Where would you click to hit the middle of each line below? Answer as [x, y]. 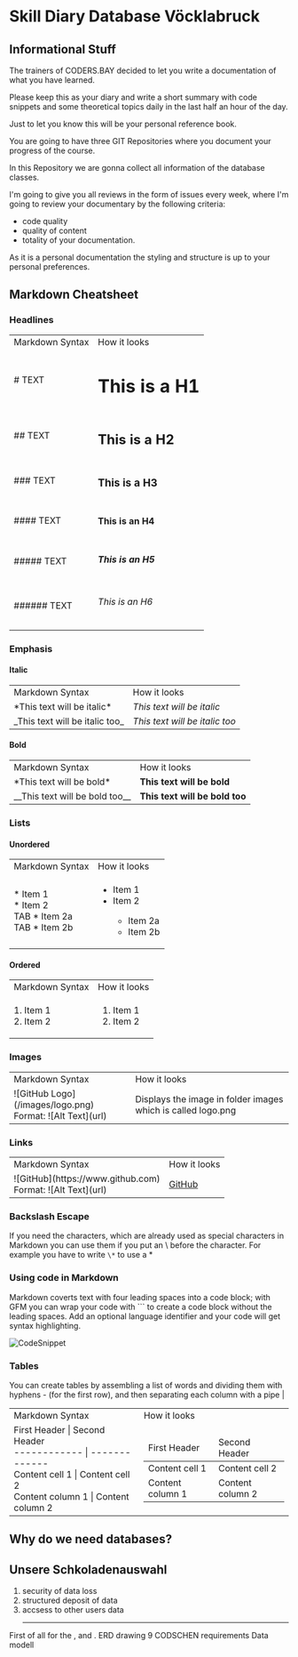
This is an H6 [125, 601]
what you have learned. [52, 80]
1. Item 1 [32, 1010]
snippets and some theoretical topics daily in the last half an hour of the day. [149, 107]
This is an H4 [126, 520]
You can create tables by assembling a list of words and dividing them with [146, 1385]
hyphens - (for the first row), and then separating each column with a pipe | [147, 1395]
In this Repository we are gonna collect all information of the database [137, 168]
